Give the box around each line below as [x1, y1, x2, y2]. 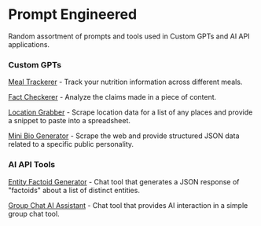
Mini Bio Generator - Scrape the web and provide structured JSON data [8, 131, 240, 140]
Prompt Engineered [8, 5, 138, 24]
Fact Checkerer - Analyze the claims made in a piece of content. [8, 93, 217, 102]
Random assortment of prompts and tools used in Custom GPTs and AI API [8, 31, 250, 41]
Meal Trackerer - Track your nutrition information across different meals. [8, 77, 243, 87]
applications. [8, 39, 50, 49]
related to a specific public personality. [8, 140, 134, 149]
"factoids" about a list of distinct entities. [8, 185, 140, 195]
